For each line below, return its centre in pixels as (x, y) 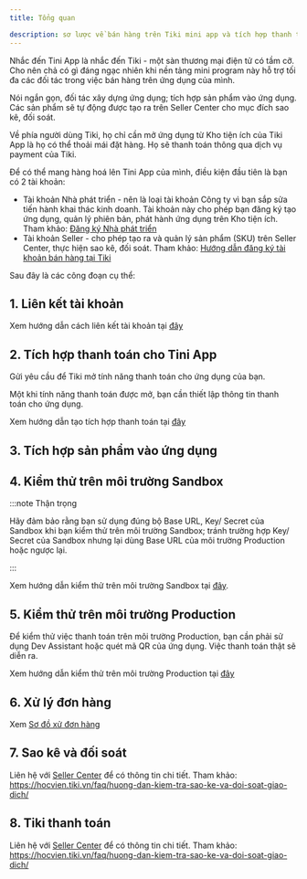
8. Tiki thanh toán (60, 823)
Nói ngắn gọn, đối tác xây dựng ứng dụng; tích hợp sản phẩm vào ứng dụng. (153, 98)
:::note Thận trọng (43, 503)
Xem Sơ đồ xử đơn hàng (55, 724)
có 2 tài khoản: (37, 181)
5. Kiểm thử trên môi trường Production (122, 614)
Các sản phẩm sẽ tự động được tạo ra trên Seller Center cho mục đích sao (149, 107)
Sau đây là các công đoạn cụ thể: (72, 275)
